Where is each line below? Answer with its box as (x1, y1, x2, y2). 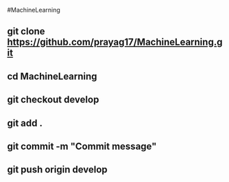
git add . (7, 117, 43, 129)
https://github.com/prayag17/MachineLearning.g (7, 36, 223, 48)
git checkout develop (7, 94, 99, 106)
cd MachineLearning (7, 70, 97, 82)
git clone (7, 25, 46, 37)
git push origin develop (7, 164, 108, 176)
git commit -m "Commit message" (7, 140, 157, 152)
